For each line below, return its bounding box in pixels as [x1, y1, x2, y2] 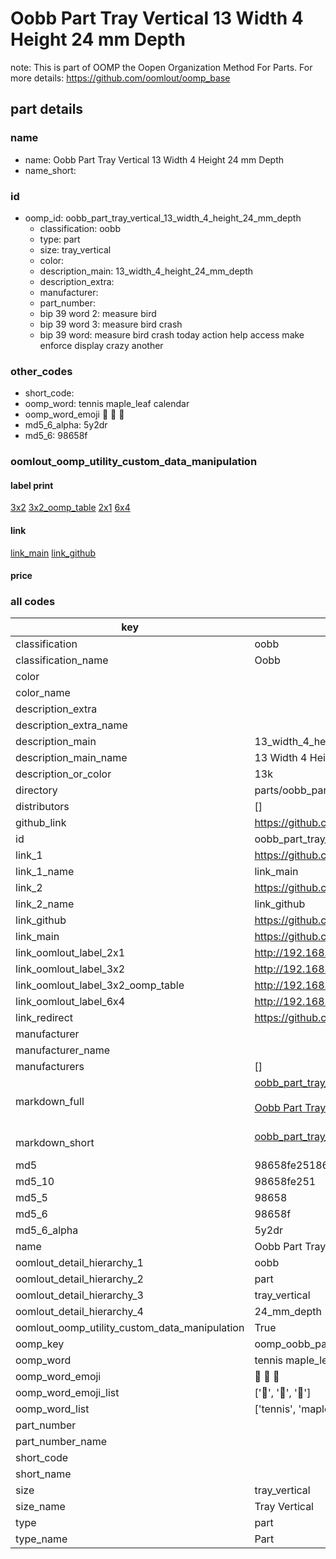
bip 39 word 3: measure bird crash [39, 318, 183, 330]
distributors [15, 800, 70, 814]
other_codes [10, 364, 73, 378]
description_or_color [15, 767, 112, 781]
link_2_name [15, 897, 75, 911]
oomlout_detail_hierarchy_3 [15, 1288, 144, 1302]
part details [10, 101, 84, 118]
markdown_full [15, 1095, 85, 1109]
